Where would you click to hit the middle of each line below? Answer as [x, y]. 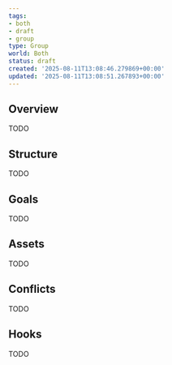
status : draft [32, 62]
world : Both [28, 54]
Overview [34, 109]
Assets [26, 244]
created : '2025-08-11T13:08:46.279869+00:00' [86, 69]
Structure [33, 154]
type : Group [28, 46]
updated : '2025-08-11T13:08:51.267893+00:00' [86, 76]
